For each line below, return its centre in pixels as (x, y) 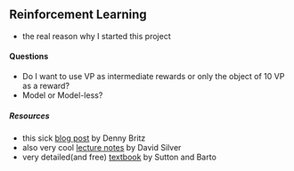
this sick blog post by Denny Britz (84, 138)
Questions (29, 56)
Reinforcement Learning (78, 15)
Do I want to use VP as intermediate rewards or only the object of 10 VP (153, 77)
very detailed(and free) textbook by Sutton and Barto (119, 157)
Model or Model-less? (62, 95)
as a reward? (45, 86)
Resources (30, 116)
